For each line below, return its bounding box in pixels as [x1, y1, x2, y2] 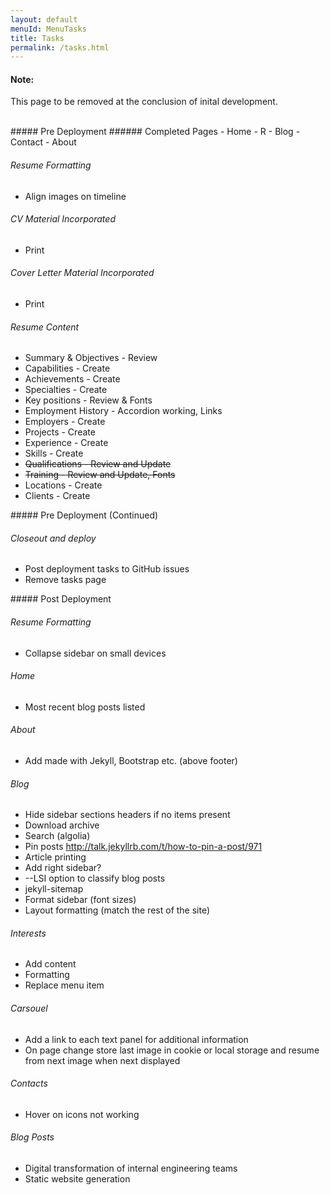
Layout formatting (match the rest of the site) [24, 904, 211, 916]
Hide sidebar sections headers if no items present [24, 809, 231, 821]
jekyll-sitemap [24, 883, 84, 895]
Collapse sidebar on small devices [24, 647, 167, 659]
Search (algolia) [24, 830, 91, 842]
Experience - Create [24, 437, 109, 449]
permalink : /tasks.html [10, 42, 110, 53]
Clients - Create [24, 490, 91, 502]
